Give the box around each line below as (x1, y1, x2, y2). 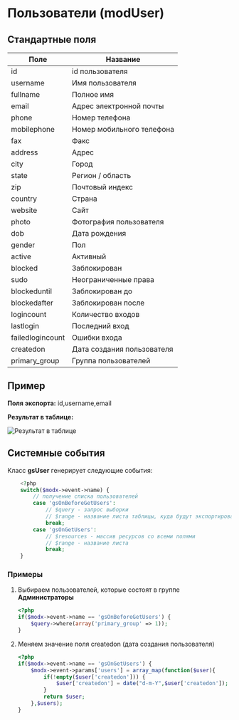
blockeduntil (11, 286, 52, 296)
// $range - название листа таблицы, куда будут (45, 513, 193, 520)
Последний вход (72, 321, 129, 330)
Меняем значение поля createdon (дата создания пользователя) (17, 640, 215, 648)
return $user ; (43, 693, 85, 701)
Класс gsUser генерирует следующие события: (7, 466, 153, 474)
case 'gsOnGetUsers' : (33, 526, 97, 533)
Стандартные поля (7, 33, 97, 46)
